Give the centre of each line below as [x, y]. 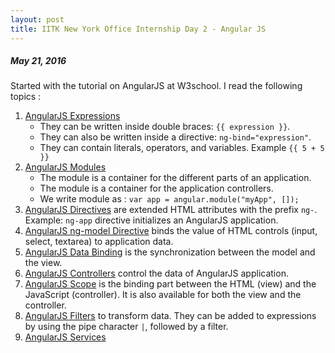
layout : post [37, 19]
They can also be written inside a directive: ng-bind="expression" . [175, 137]
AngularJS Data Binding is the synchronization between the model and [170, 252]
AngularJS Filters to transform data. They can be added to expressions [170, 316]
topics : [26, 97]
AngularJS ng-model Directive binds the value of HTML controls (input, [171, 231]
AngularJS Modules [65, 167]
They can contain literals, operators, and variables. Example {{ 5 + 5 [182, 148]
